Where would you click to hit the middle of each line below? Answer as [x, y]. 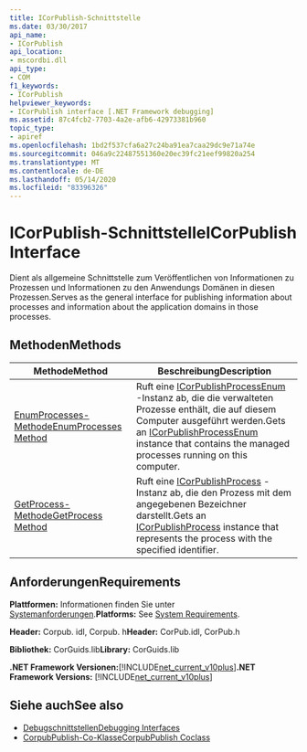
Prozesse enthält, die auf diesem [206, 409]
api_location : [37, 52]
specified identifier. [177, 549]
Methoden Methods [65, 345]
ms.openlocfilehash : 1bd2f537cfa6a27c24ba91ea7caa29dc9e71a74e [132, 145]
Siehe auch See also [67, 706]
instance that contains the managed [213, 443]
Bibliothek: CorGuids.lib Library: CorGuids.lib [95, 649]
